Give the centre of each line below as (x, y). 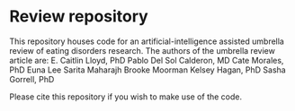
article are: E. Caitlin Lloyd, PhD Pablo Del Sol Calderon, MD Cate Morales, (147, 60)
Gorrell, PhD (32, 79)
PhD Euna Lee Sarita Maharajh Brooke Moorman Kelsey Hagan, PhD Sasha (147, 70)
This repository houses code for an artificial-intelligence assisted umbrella (147, 41)
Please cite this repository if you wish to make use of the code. (126, 97)
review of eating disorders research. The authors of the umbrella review (143, 50)
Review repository (79, 17)
